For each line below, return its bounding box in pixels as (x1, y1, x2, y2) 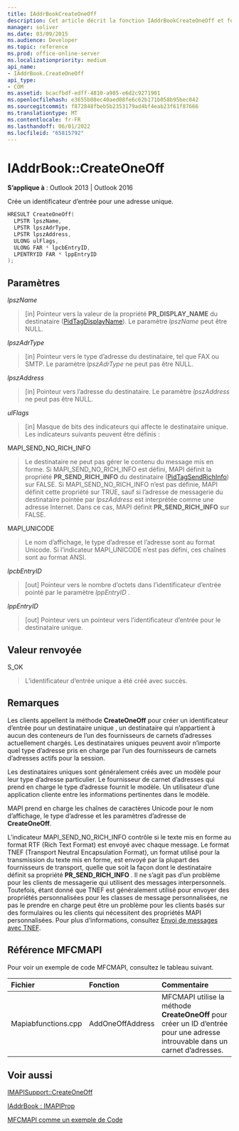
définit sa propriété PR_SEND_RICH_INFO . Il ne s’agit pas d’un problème (7, 870, 221, 879)
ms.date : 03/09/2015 (7, 30, 69, 38)
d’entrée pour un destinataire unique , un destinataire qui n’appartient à (7, 723, 216, 732)
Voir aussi (7, 1069, 53, 1081)
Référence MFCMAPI (7, 944, 102, 956)
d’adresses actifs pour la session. (7, 754, 105, 762)
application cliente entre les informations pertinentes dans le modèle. (7, 790, 210, 798)
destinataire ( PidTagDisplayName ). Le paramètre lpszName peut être (24, 317, 228, 326)
